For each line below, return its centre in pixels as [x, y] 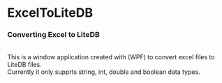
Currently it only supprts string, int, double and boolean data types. [104, 72]
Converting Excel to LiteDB [53, 35]
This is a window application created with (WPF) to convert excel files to [111, 57]
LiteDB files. [24, 65]
